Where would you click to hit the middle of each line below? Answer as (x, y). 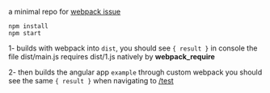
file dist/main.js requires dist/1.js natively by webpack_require (112, 57)
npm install (28, 26)
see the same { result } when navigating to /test (91, 81)
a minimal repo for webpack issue (65, 12)
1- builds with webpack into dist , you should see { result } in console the (133, 48)
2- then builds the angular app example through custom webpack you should (135, 72)
